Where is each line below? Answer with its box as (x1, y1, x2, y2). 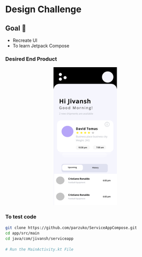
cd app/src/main (5, 231, 40, 236)
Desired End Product (5, 55, 57, 62)
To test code (5, 213, 37, 220)
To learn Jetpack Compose (12, 43, 69, 49)
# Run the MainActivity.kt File (5, 247, 74, 252)
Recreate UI (12, 37, 38, 43)
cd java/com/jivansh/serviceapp (5, 236, 74, 241)
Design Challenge (5, 4, 82, 15)
